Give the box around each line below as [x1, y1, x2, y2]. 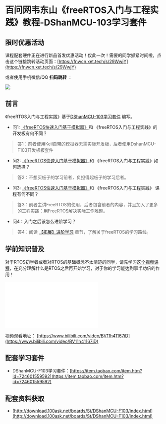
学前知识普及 [5, 245, 45, 253]
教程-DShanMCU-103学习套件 [22, 17, 147, 28]
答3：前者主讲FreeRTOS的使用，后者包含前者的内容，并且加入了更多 [17, 201, 158, 207]
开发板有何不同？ [12, 130, 48, 136]
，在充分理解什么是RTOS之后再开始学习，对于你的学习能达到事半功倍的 [9, 265, 156, 271]
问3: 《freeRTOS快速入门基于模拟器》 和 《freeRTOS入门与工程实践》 [12, 184, 155, 191]
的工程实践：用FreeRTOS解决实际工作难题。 [17, 208, 108, 214]
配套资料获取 [5, 394, 45, 403]
